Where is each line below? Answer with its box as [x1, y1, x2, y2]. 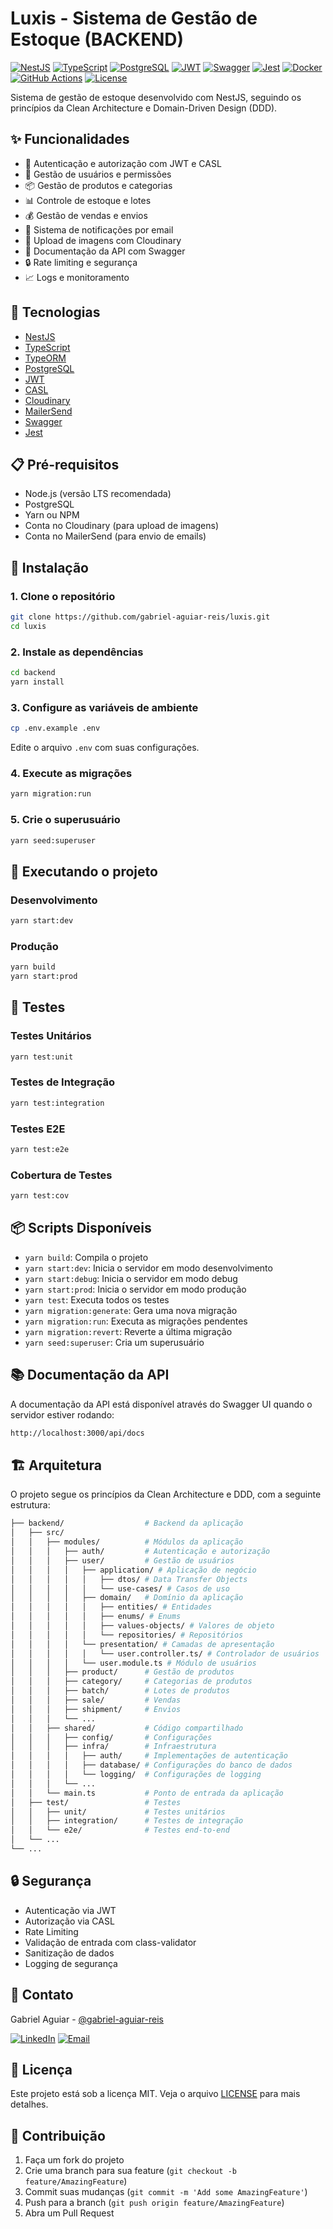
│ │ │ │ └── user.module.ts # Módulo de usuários [10, 1658, 257, 1668]
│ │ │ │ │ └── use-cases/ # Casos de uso [10, 1583, 230, 1594]
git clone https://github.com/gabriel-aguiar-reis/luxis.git [10, 612, 271, 622]
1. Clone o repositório [10, 589, 116, 603]
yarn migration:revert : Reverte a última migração [24, 1325, 233, 1337]
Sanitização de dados [24, 1947, 115, 1959]
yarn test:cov [10, 1191, 70, 1201]
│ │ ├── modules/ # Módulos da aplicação [10, 1537, 244, 1547]
